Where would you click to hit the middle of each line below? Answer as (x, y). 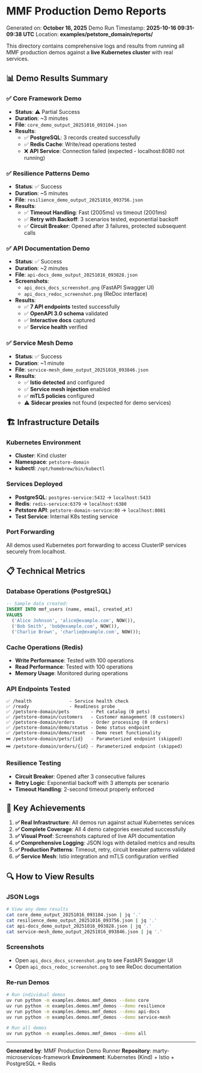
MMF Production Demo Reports (86, 11)
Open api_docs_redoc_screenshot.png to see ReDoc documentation (98, 966)
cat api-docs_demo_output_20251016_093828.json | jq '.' (79, 926)
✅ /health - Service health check (68, 701)
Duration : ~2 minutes (41, 268)
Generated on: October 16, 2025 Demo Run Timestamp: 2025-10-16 (91, 28)
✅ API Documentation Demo (48, 248)
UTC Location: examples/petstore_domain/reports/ (88, 34)
